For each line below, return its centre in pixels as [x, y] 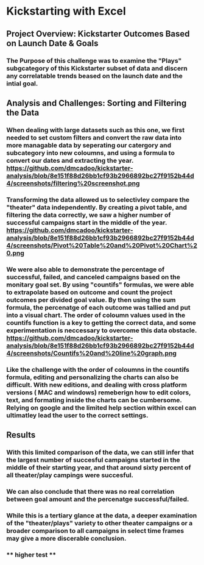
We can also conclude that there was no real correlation [90, 491]
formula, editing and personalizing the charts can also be [93, 377]
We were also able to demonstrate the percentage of [86, 269]
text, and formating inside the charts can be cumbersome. [94, 400]
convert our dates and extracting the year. [70, 160]
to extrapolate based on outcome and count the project [89, 292]
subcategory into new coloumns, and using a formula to [90, 152]
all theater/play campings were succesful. [70, 475]
